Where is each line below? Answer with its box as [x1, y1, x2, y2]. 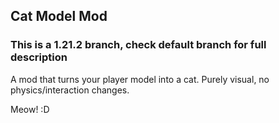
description [10, 50, 68, 64]
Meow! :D [10, 103, 50, 115]
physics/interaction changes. [10, 84, 130, 96]
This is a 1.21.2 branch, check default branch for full [10, 38, 267, 52]
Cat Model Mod [10, 8, 108, 25]
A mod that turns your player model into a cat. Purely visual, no [10, 73, 270, 85]
